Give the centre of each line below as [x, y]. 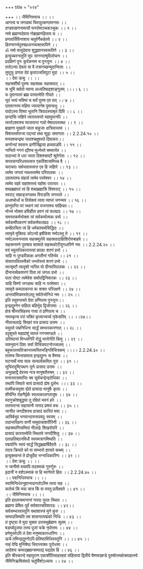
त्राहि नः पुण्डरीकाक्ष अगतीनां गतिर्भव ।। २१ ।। [42, 256]
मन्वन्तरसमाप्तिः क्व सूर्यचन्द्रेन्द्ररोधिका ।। [36, 378]
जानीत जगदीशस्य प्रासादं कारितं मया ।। [36, 411]
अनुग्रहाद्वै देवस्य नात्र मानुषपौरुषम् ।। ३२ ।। [40, 372]
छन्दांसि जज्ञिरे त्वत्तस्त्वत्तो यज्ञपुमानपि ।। [36, 117]
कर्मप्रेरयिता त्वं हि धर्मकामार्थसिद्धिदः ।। [34, 228]
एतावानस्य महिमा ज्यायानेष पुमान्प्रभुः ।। [35, 106]
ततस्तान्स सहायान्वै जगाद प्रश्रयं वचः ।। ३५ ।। [42, 406]
